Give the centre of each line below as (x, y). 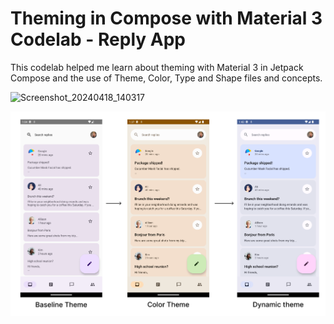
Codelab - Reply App (98, 39)
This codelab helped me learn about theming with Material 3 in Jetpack (157, 67)
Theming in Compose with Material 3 (166, 18)
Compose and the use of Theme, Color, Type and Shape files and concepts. (166, 78)
